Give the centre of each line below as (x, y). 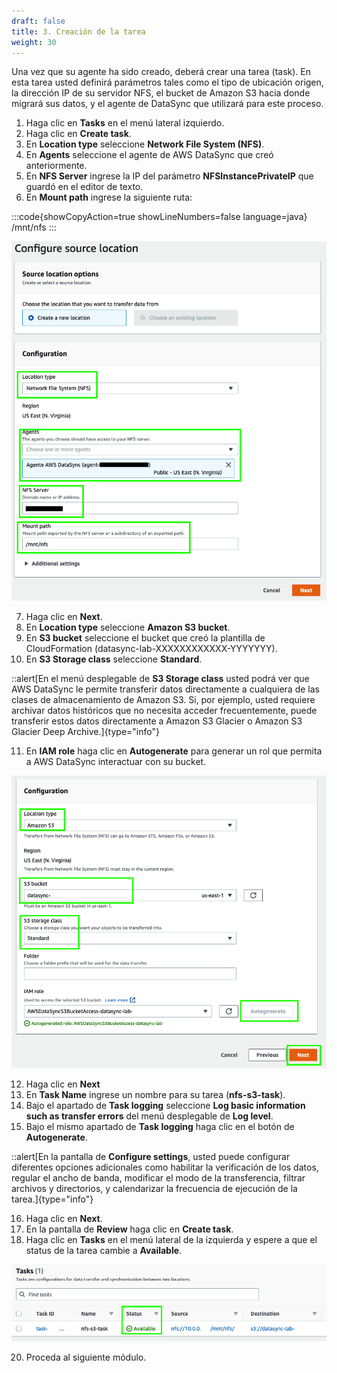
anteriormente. (56, 166)
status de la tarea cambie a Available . (104, 1250)
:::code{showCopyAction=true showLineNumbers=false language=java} (159, 217)
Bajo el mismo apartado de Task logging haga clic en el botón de (160, 1126)
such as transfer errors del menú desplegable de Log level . (149, 1116)
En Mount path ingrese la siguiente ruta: (109, 197)
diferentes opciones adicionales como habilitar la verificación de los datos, (165, 1167)
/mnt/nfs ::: (34, 227)
